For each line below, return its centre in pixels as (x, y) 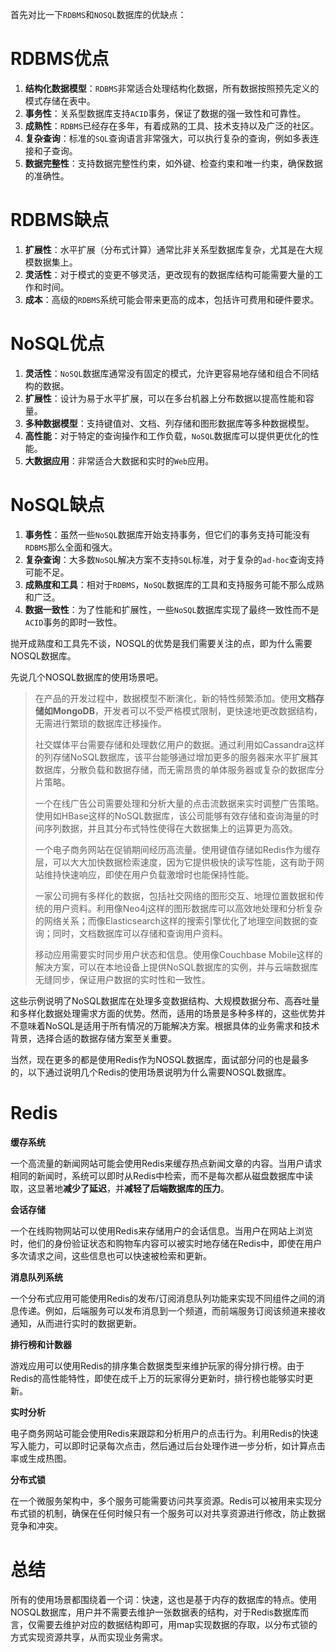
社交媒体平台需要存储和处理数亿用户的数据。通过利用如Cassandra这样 (179, 744)
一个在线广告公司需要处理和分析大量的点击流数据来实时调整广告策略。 (179, 803)
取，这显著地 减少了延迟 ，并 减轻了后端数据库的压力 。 (120, 1188)
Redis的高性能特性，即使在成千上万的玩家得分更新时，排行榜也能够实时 (157, 1378)
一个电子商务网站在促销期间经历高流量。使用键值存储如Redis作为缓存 (178, 849)
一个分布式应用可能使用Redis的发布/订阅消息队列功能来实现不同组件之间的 (163, 1298)
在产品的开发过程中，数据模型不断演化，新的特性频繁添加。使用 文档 (175, 698)
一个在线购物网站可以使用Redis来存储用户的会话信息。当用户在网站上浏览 (162, 1230)
